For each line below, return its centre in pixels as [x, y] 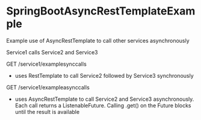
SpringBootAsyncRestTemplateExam [101, 11]
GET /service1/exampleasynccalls [48, 87]
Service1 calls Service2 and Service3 [52, 52]
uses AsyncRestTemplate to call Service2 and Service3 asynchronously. [104, 99]
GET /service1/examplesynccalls [47, 64]
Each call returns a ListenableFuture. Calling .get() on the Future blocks [103, 105]
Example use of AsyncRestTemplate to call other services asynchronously [98, 40]
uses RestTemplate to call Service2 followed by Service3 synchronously [104, 75]
